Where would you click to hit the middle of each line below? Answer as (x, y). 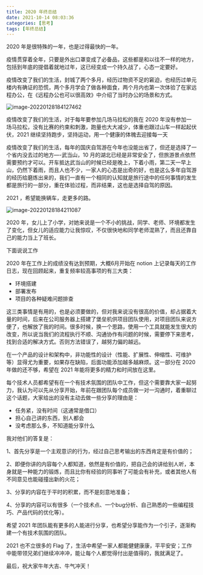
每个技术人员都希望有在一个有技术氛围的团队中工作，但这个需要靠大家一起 (99, 383)
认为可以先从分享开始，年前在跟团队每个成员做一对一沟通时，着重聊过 (109, 390)
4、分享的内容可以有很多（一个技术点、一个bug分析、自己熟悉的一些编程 (98, 505)
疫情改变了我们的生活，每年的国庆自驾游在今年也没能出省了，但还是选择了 (99, 147)
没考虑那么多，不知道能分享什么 (55, 426)
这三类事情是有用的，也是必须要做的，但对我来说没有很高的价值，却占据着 (99, 312)
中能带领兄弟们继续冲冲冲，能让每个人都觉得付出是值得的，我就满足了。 (96, 553)
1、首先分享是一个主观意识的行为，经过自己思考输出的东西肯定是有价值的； (100, 451)
